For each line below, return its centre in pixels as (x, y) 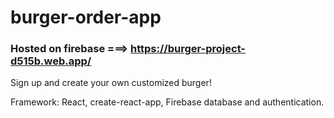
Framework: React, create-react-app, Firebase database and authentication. (167, 102)
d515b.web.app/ (51, 61)
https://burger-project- (188, 49)
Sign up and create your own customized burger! (111, 83)
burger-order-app (86, 17)
